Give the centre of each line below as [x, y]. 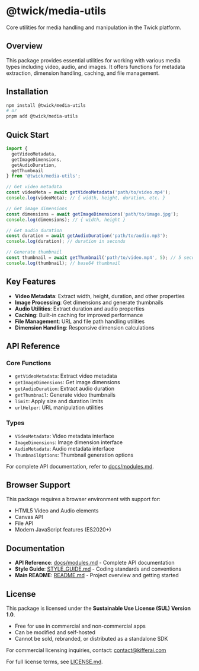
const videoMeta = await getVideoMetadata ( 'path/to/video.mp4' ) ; [88, 192]
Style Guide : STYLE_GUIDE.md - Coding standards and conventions [98, 569]
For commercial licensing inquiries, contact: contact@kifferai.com [86, 650]
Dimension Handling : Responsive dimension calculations [85, 327]
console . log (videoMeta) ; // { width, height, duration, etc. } [86, 198]
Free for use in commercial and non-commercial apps [80, 626]
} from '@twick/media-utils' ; [44, 176]
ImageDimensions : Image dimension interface [69, 442]
